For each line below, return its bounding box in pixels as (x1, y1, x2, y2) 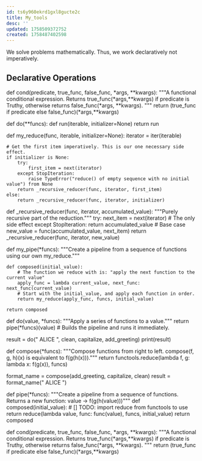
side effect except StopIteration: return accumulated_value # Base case (6, 220, 186, 228)
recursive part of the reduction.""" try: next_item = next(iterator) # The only (6, 214, 195, 222)
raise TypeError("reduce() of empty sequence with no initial (28, 175, 190, 182)
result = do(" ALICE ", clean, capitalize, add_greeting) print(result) (6, 335, 171, 343)
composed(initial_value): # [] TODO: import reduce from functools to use (6, 404, 188, 411)
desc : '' (6, 20, 29, 26)
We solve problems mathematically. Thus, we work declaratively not (6, 48, 178, 56)
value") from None (6, 181, 53, 187)
